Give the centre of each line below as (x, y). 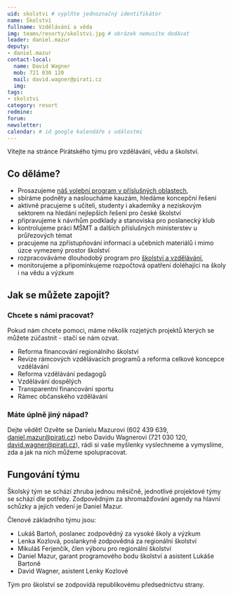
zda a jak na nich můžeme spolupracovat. (67, 452)
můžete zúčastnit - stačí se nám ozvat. (63, 338)
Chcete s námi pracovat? (51, 315)
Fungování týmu (44, 475)
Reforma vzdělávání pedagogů (62, 374)
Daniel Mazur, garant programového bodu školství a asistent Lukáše (115, 556)
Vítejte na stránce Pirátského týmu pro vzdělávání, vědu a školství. (103, 151)
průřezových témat (45, 236)
